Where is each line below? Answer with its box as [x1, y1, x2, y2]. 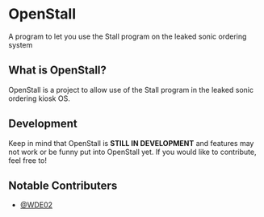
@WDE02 [19, 200, 53, 210]
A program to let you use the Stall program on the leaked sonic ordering [8, 31, 247, 41]
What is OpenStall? [8, 64, 107, 77]
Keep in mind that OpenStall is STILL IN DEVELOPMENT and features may [8, 138, 254, 148]
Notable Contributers [8, 178, 118, 192]
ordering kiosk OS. [8, 94, 70, 103]
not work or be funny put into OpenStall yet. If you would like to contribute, [8, 147, 257, 156]
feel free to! [8, 155, 47, 165]
